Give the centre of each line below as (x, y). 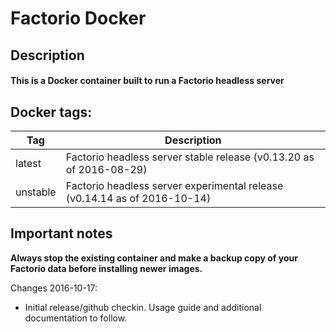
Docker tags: (51, 112)
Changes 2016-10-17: (54, 288)
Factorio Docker (78, 18)
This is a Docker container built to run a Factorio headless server (147, 81)
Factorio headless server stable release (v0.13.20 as (190, 157)
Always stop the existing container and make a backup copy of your (154, 258)
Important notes (61, 233)
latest (28, 163)
